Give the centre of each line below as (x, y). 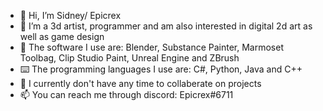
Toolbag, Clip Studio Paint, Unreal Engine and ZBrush (129, 58)
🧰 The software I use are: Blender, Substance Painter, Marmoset (151, 47)
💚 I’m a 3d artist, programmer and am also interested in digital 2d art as (166, 26)
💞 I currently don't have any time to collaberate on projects (140, 83)
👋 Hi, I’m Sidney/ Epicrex (70, 15)
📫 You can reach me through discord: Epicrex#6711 (126, 94)
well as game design (62, 36)
